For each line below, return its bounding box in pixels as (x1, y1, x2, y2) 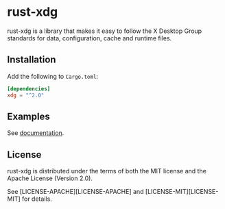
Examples (7, 110, 50, 122)
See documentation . (7, 129, 64, 137)
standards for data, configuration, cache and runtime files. (7, 34, 172, 42)
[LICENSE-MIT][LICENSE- (145, 188, 219, 196)
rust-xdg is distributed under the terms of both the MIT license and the (7, 167, 207, 175)
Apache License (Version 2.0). (7, 174, 93, 182)
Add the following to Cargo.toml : (7, 72, 98, 80)
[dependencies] (7, 85, 51, 93)
